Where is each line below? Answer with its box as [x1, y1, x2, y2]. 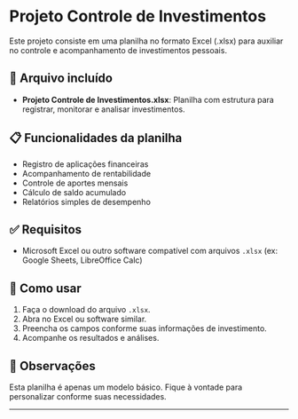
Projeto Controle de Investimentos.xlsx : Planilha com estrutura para [21, 94, 275, 105]
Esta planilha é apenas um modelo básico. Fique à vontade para [9, 382, 243, 392]
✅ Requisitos [9, 222, 82, 237]
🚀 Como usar [9, 281, 82, 296]
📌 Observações [9, 358, 96, 374]
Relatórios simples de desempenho [21, 196, 151, 207]
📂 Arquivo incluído [9, 71, 114, 86]
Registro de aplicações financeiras [21, 158, 149, 170]
